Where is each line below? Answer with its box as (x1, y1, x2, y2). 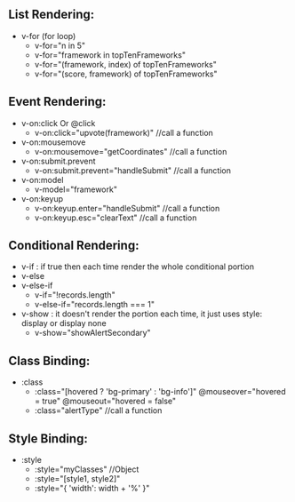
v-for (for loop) (20, 30, 76, 41)
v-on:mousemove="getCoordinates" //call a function (34, 146, 227, 156)
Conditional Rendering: (8, 238, 140, 253)
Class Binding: (8, 353, 91, 368)
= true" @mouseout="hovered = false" (34, 395, 177, 407)
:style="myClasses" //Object (34, 464, 140, 474)
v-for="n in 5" (34, 40, 86, 51)
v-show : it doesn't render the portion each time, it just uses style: (20, 308, 263, 319)
